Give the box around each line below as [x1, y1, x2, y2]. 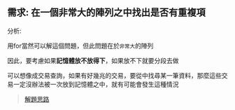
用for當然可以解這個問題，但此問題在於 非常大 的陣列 [7, 41, 154, 50]
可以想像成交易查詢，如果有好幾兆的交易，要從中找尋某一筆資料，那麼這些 [7, 71, 222, 79]
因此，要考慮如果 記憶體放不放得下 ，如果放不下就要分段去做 [7, 56, 179, 64]
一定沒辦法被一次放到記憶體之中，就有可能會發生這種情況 [13, 80, 179, 88]
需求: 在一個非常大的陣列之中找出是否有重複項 [7, 6, 206, 19]
